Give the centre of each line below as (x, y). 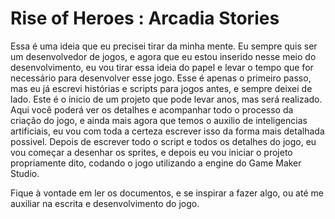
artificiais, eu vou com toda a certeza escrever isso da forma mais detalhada (167, 131)
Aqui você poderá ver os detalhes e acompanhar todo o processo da (152, 109)
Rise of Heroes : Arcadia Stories (145, 18)
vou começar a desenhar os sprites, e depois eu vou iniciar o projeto (151, 152)
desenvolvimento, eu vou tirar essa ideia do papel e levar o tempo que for (162, 67)
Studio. (25, 173)
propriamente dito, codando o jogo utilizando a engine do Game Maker (156, 163)
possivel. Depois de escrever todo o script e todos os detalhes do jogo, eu (163, 141)
